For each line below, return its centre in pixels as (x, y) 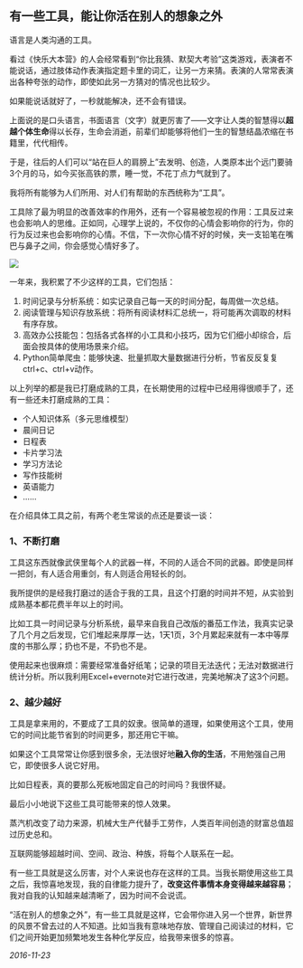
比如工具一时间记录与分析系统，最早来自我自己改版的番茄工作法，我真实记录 (151, 623)
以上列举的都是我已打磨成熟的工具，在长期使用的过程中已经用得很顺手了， (147, 388)
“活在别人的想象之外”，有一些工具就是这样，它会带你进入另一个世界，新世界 (151, 915)
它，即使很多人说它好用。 (57, 765)
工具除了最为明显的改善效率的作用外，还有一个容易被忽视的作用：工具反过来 (151, 212)
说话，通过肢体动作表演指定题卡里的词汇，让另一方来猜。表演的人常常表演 (155, 70)
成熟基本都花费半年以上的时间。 (69, 604)
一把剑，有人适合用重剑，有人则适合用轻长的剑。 (100, 574)
